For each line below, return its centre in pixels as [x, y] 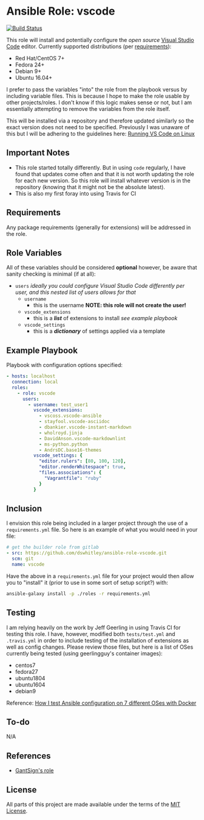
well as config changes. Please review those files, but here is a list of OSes [100, 647]
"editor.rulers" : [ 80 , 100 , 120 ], [82, 462]
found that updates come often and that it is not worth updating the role [104, 174]
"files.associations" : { [70, 473]
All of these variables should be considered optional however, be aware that [102, 268]
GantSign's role [34, 771]
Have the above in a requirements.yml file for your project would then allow [100, 576]
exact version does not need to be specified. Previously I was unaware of [98, 127]
